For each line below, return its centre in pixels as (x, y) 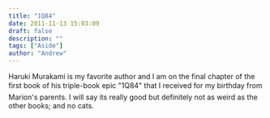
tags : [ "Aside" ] (36, 46)
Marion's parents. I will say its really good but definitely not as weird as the (133, 97)
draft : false (30, 31)
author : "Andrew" (38, 53)
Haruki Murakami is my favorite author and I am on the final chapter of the (132, 76)
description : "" (36, 38)
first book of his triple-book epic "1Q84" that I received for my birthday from (135, 85)
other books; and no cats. (51, 105)
